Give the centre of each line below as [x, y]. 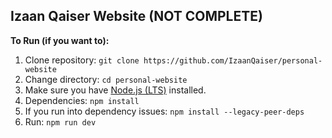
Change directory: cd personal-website [106, 79]
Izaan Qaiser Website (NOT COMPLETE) [136, 16]
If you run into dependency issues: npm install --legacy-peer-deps [164, 111]
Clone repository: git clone [82, 60]
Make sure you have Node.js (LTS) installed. [115, 90]
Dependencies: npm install [82, 100]
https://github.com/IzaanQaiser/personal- [233, 60]
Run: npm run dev [60, 121]
